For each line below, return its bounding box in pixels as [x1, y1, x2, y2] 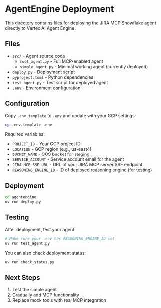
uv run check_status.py [5, 259, 55, 265]
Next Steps [5, 273, 40, 282]
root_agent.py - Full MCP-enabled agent [19, 58, 103, 64]
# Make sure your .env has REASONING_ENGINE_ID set [5, 236, 115, 241]
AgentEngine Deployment [5, 3, 114, 15]
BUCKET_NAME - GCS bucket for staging [12, 151, 90, 157]
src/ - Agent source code [12, 53, 66, 59]
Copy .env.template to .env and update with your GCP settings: [5, 112, 136, 118]
